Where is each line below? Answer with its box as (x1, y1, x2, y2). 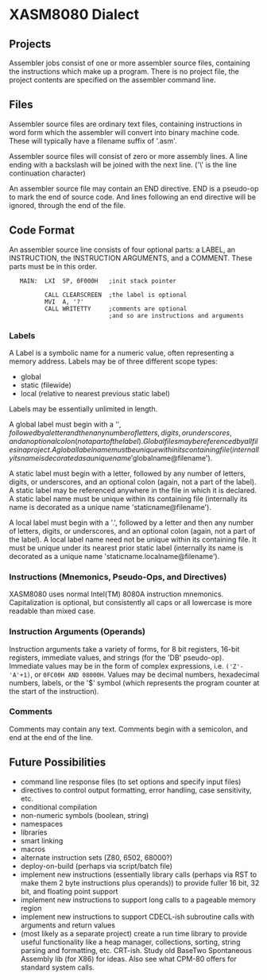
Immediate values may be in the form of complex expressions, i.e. (9, 661, 225, 670)
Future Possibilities (9, 756, 106, 770)
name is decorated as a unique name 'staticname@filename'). (9, 502, 211, 511)
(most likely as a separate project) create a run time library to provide (20, 928, 247, 938)
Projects (9, 37, 52, 51)
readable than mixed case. (9, 606, 96, 616)
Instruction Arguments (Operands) (9, 626, 146, 637)
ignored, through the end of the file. (9, 200, 126, 210)
